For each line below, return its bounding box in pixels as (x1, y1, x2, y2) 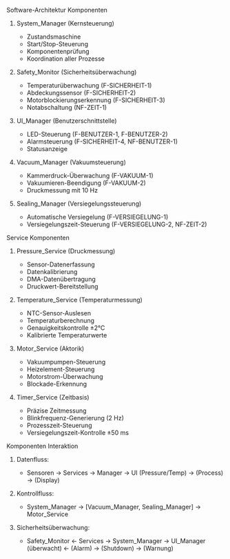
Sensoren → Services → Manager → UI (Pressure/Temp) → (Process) (26, 469, 224, 477)
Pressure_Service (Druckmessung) (16, 247, 116, 255)
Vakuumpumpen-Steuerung (26, 358, 106, 366)
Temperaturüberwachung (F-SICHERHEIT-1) (26, 81, 152, 89)
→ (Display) (26, 476, 60, 484)
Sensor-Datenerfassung (26, 260, 96, 268)
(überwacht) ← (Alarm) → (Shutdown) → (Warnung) (26, 545, 174, 552)
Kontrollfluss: (16, 489, 54, 498)
